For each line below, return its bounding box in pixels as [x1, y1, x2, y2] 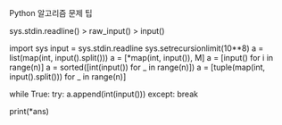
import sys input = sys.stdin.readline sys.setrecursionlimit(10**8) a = [9, 43, 264, 54]
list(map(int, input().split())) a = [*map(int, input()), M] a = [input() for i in [9, 53, 274, 62]
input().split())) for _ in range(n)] [9, 71, 127, 82]
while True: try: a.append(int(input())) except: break [9, 88, 199, 99]
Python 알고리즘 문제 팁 [9, 8, 93, 18]
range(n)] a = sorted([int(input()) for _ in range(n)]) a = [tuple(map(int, [9, 62, 266, 72]
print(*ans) [9, 106, 49, 116]
